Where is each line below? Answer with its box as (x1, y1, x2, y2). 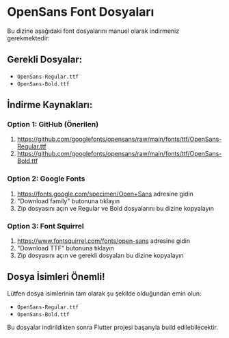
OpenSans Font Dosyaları (7, 4, 154, 20)
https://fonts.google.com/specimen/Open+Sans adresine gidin (16, 190, 193, 198)
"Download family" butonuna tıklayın (16, 196, 120, 205)
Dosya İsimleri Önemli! (7, 271, 105, 283)
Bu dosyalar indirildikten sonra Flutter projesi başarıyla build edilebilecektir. (7, 323, 219, 331)
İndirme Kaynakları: (7, 99, 93, 111)
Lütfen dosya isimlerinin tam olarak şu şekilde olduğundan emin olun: (7, 289, 202, 298)
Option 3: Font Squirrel (7, 221, 84, 231)
